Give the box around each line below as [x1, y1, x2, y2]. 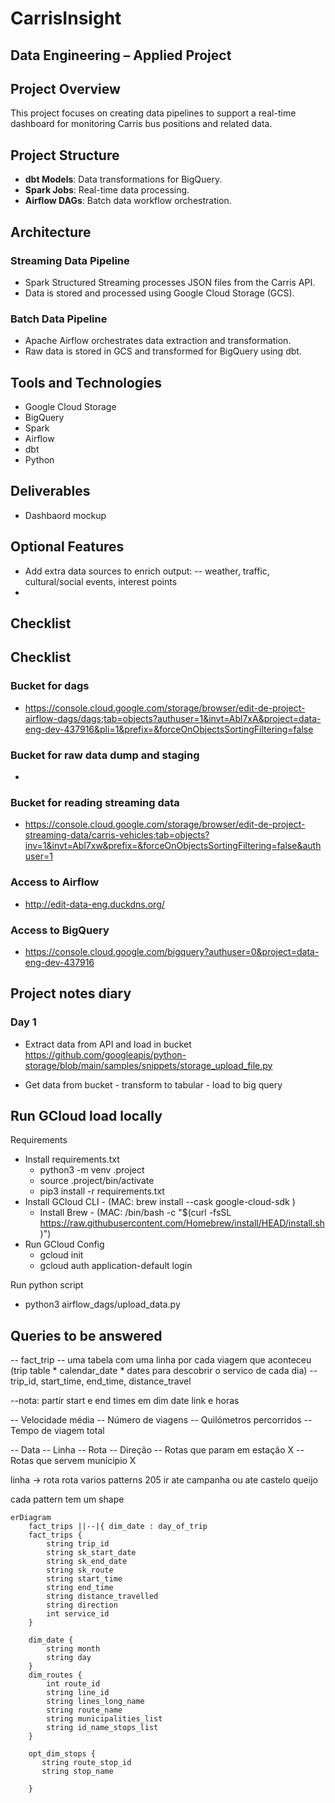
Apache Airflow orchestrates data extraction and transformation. [24, 335, 292, 347]
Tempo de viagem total [10, 1425, 105, 1437]
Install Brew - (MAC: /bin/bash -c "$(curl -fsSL [39, 1207, 232, 1219]
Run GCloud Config [24, 1238, 105, 1251]
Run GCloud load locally [10, 1107, 163, 1124]
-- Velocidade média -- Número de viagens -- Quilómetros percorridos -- [10, 1414, 313, 1426]
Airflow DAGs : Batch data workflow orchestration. [24, 195, 232, 207]
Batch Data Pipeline [10, 312, 108, 326]
